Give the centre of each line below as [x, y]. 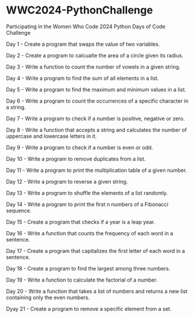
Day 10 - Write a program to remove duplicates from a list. [76, 158]
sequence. [19, 210]
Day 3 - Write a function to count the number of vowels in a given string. [93, 67]
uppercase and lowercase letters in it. [52, 136]
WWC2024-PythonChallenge [80, 10]
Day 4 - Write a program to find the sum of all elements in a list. [83, 78]
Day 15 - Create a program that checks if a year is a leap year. [81, 222]
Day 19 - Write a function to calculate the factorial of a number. [82, 280]
